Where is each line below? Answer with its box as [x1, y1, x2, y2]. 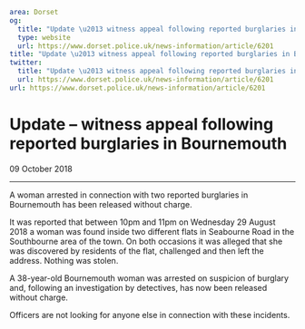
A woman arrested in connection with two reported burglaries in [9, 189, 249, 200]
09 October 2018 [9, 163, 73, 174]
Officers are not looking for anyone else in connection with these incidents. [9, 309, 290, 320]
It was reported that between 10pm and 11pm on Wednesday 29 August [9, 217, 276, 227]
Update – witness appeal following [9, 113, 274, 134]
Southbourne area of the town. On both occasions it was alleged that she [9, 236, 283, 247]
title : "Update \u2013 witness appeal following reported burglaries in [9, 50, 290, 59]
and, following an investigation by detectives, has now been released [9, 282, 268, 293]
